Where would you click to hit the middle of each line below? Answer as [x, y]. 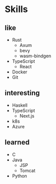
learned [17, 143]
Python [19, 176]
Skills [16, 9]
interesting [22, 93]
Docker [20, 72]
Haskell [20, 105]
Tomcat [27, 170]
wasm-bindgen [35, 56]
